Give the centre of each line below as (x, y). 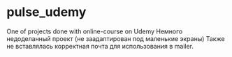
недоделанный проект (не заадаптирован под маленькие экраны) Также (116, 38)
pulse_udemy (46, 12)
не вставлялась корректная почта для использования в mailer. (100, 46)
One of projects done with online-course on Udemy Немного (95, 31)
